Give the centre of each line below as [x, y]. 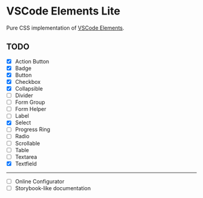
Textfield [26, 164]
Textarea [26, 157]
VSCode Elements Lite [63, 11]
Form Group [30, 102]
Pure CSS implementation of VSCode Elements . [66, 28]
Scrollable [27, 143]
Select [23, 123]
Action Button [32, 61]
